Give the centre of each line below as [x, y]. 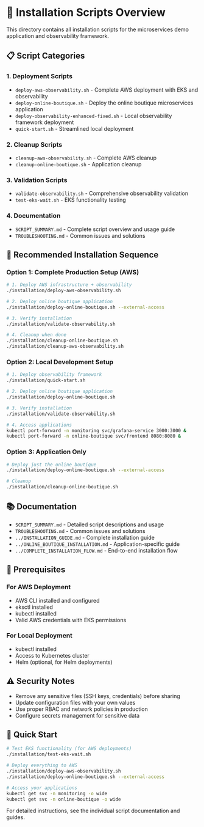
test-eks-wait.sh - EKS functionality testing [70, 200]
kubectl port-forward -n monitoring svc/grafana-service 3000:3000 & [97, 430]
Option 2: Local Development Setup [60, 362]
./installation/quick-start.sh [46, 380]
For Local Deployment [40, 636]
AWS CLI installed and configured [57, 600]
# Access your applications [42, 788]
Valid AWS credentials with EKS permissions [71, 620]
